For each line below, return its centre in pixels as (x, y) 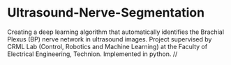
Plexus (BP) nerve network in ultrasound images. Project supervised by (110, 39)
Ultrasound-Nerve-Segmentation (106, 13)
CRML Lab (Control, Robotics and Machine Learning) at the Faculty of (107, 46)
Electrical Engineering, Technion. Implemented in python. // (92, 54)
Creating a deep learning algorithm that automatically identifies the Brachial (116, 32)
